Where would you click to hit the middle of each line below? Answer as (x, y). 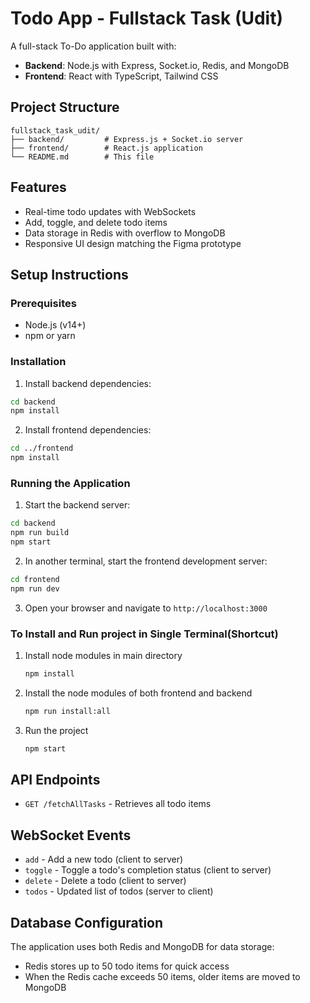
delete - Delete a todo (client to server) (105, 881)
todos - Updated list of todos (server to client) (119, 891)
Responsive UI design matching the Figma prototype (133, 243)
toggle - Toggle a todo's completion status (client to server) (148, 870)
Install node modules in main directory (103, 656)
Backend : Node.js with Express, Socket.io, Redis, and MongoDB (157, 65)
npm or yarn (50, 336)
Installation (38, 362)
